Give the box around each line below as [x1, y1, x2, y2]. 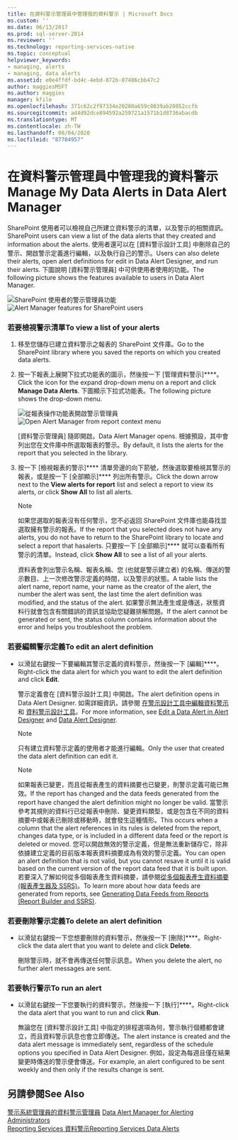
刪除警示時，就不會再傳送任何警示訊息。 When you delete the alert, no [17, 956, 222, 965]
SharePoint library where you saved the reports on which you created [17, 348, 221, 357]
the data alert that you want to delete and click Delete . [33, 942, 192, 950]
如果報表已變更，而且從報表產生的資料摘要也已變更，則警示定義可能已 [17, 780, 223, 788]
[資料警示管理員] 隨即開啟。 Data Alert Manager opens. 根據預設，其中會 [17, 432, 229, 440]
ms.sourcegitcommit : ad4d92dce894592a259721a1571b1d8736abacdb [7, 109, 198, 116]
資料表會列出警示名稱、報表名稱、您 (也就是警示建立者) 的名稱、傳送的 [17, 565, 225, 574]
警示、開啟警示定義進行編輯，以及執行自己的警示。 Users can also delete [7, 249, 220, 258]
